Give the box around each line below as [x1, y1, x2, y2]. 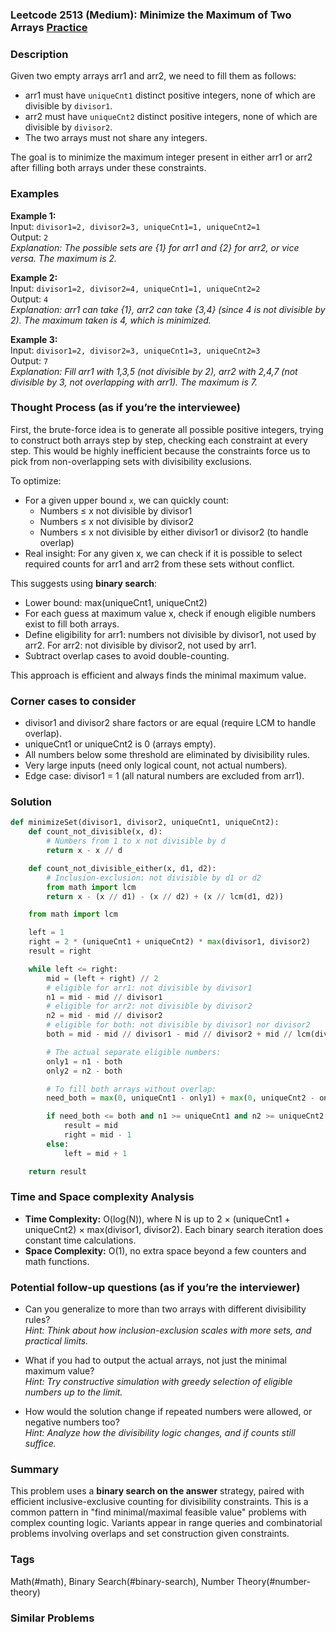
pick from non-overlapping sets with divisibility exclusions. [10, 455, 252, 467]
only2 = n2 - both [46, 1066, 123, 1076]
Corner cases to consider [10, 694, 137, 708]
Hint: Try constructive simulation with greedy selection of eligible [24, 1376, 293, 1388]
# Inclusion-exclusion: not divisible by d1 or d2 [46, 873, 262, 883]
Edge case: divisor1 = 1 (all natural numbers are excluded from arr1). [24, 770, 305, 782]
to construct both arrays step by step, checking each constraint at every [10, 434, 308, 446]
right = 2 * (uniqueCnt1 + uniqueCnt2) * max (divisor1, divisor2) [28, 937, 311, 947]
